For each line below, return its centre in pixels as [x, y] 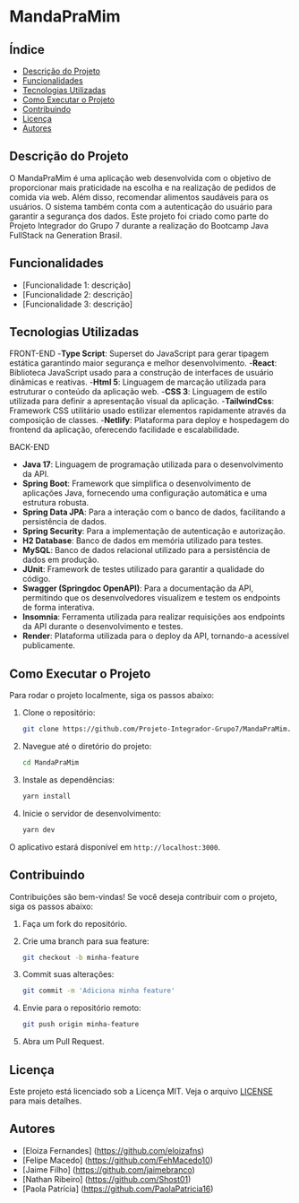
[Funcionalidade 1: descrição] [77, 285]
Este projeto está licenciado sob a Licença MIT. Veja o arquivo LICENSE [141, 1091]
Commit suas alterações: [68, 974]
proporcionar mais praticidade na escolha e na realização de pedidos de [143, 187]
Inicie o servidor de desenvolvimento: [91, 813]
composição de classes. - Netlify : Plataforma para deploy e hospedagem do [149, 420]
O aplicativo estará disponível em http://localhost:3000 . [115, 847]
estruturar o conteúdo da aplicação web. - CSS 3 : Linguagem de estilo [138, 392]
